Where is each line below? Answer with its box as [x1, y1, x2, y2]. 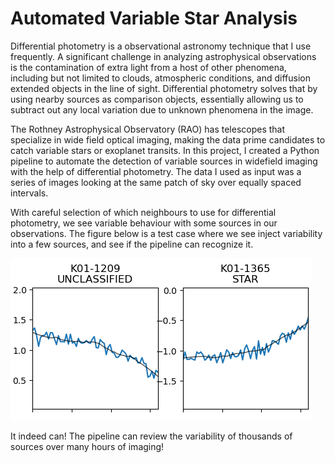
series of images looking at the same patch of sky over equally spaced [10, 176, 302, 188]
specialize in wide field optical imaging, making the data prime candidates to [10, 133, 326, 146]
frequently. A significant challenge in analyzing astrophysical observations [10, 50, 317, 62]
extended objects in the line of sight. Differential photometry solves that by [10, 82, 318, 94]
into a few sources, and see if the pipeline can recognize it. [10, 238, 254, 250]
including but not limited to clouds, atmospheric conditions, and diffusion [10, 72, 311, 84]
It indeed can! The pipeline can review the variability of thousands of [10, 430, 293, 442]
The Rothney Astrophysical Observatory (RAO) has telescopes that [10, 123, 286, 135]
